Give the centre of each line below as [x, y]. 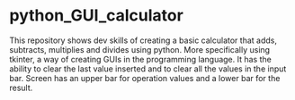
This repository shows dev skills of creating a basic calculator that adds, [143, 40]
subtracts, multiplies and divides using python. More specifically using [140, 49]
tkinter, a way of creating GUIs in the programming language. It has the [140, 59]
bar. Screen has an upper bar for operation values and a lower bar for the [145, 78]
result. [21, 87]
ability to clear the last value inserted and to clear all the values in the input [148, 69]
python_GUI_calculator [97, 16]
